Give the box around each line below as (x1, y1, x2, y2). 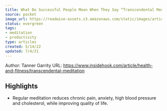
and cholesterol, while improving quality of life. (12, 100, 108, 107)
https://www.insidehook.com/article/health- (63, 62, 153, 68)
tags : (5, 26, 16, 31)
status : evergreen (5, 21, 43, 26)
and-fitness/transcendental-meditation (5, 67, 85, 73)
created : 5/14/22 (5, 44, 41, 49)
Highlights (5, 82, 38, 90)
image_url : (5, 16, 28, 21)
